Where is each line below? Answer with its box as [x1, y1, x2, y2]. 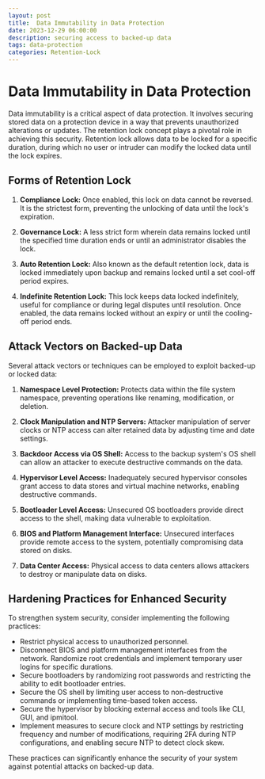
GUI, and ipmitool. [19, 712, 79, 722]
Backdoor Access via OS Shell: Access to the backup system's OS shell [19, 449, 256, 458]
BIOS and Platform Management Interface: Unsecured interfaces [19, 529, 235, 538]
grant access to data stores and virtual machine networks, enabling [19, 481, 240, 491]
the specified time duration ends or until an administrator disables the [19, 235, 247, 245]
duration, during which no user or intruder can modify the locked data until [8, 142, 252, 151]
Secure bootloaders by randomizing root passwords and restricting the [19, 670, 252, 680]
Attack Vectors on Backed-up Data [8, 340, 184, 353]
